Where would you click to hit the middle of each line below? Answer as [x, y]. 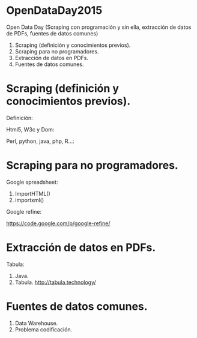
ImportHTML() [33, 193]
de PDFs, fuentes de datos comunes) [52, 33]
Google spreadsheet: [32, 182]
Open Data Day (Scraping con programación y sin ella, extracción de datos [99, 27]
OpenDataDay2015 [54, 11]
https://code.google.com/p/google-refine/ [58, 223]
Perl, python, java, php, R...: [40, 141]
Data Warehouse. [36, 323]
